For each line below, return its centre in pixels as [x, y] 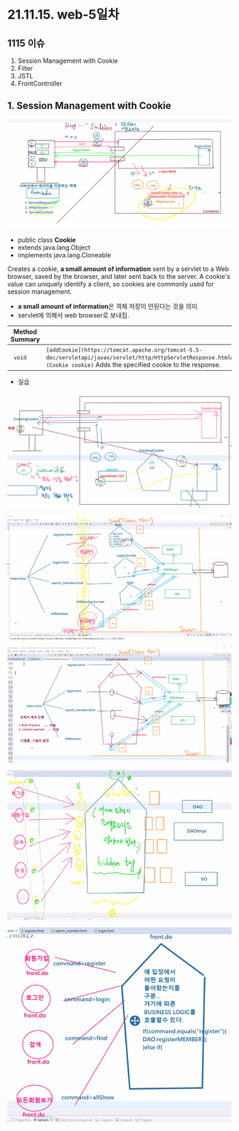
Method [25, 332]
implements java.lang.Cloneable [64, 255]
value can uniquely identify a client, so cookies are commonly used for [111, 284]
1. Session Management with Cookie [90, 106]
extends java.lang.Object [54, 247]
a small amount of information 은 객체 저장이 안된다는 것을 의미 [107, 307]
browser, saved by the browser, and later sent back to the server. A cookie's [119, 277]
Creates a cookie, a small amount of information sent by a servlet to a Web [118, 269]
